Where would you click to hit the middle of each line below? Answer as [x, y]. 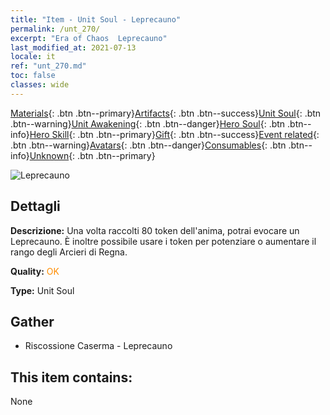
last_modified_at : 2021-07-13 [73, 47]
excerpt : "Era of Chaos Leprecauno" [89, 38]
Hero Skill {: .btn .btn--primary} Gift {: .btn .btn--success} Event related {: [174, 134]
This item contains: [71, 377]
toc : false [33, 76]
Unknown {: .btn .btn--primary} [92, 155]
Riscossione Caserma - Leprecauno [98, 346]
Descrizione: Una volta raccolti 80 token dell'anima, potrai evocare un [155, 230]
